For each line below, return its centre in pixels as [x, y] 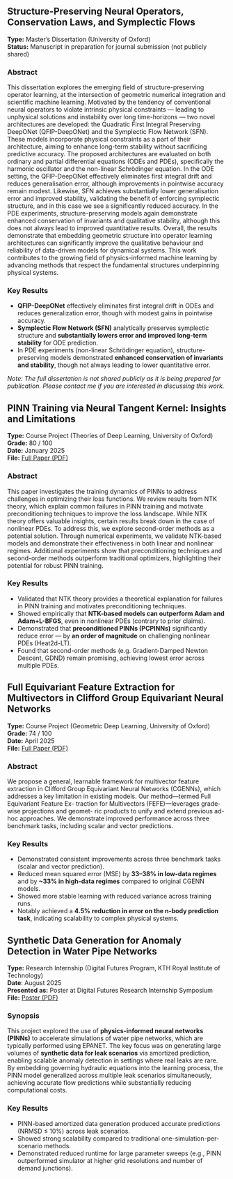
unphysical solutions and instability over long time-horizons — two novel [111, 117]
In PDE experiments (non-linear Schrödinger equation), [96, 350]
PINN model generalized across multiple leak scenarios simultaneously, [110, 1075]
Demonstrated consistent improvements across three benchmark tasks [119, 859]
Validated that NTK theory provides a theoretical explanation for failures [120, 599]
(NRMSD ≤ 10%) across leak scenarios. [74, 1131]
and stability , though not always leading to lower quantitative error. [114, 365]
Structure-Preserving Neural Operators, [96, 12]
